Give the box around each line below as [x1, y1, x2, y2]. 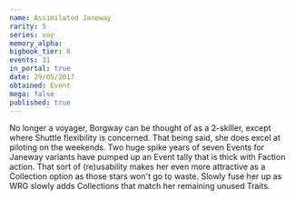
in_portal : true [9, 65, 71, 74]
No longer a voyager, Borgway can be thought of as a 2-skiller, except [9, 123, 271, 134]
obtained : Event [9, 81, 71, 90]
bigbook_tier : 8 [9, 47, 71, 56]
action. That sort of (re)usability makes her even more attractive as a [9, 161, 266, 173]
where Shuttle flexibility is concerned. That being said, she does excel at [9, 133, 281, 144]
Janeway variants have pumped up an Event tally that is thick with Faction [9, 152, 286, 163]
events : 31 [9, 55, 51, 65]
